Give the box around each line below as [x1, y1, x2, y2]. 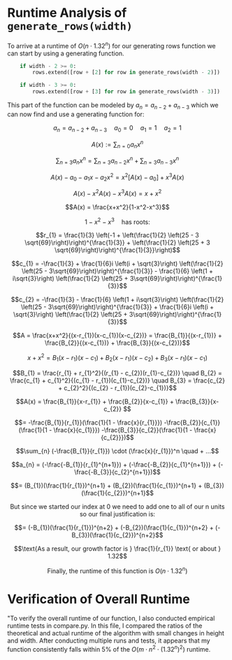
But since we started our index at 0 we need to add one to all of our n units [10, 502, 225, 511]
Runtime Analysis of [7, 5, 127, 21]
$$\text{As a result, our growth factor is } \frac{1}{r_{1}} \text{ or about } [13, 544, 222, 553]
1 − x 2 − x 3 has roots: [85, 216, 150, 226]
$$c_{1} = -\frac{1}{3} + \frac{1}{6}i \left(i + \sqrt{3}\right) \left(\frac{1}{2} [11, 259, 224, 268]
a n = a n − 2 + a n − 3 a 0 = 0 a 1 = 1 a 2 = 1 [53, 123, 182, 134]
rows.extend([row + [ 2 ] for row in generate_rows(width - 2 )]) [32, 69, 220, 76]
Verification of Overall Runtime [7, 591, 190, 607]
